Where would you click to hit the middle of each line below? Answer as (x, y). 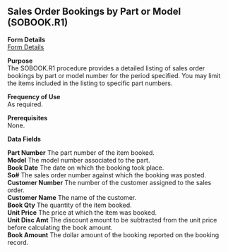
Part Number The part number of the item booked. (81, 152)
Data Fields (24, 139)
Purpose (20, 61)
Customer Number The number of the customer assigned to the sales (109, 182)
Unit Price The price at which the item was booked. (82, 212)
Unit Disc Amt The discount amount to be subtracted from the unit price (112, 220)
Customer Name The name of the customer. (72, 197)
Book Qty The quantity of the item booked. (70, 205)
